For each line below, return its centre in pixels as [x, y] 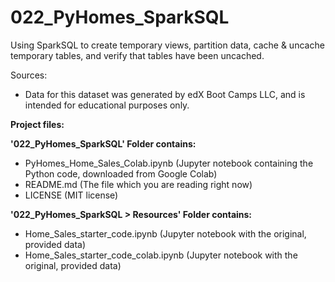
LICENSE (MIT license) [71, 195]
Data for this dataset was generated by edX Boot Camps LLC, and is [165, 94]
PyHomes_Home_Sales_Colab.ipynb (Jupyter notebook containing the [169, 163]
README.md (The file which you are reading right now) [138, 184]
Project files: [37, 124]
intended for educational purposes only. [107, 105]
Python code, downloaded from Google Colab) [121, 173]
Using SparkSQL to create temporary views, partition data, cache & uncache [167, 45]
